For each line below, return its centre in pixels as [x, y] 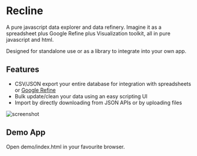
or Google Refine [35, 90]
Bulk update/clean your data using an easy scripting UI [81, 96]
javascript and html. [30, 39]
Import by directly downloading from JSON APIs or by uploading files [98, 102]
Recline [25, 11]
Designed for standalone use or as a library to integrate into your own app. [96, 51]
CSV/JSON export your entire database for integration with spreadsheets [103, 84]
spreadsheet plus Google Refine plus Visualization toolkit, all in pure [88, 33]
